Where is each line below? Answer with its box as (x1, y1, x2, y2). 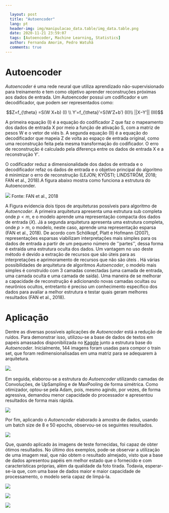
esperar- (145, 462, 163, 468)
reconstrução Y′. (5, 151, 40, 157)
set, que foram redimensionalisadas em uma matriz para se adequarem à (5, 350, 157, 356)
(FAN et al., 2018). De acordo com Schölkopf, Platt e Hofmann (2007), (5, 230, 150, 236)
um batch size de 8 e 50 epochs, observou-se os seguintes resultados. (5, 422, 153, 428)
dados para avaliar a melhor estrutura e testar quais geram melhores (5, 289, 148, 295)
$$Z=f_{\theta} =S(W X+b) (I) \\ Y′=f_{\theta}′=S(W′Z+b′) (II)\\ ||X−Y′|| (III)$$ (6, 109, 163, 115)
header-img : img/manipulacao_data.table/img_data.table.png (10, 26, 139, 31)
